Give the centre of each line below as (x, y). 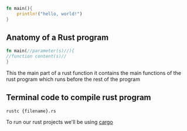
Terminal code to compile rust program (79, 97)
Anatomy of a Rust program (57, 38)
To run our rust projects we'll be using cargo (59, 122)
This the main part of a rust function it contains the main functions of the (94, 73)
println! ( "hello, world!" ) (50, 14)
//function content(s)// (36, 56)
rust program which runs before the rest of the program (73, 80)
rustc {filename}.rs (31, 111)
